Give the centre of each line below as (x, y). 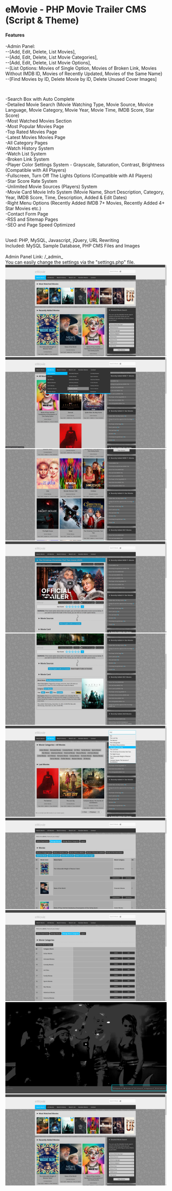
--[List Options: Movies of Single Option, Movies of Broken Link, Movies (81, 68)
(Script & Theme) (42, 20)
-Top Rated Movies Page (31, 132)
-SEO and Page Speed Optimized (40, 225)
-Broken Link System (27, 159)
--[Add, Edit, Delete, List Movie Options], (48, 63)
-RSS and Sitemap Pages (32, 219)
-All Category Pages (27, 143)
